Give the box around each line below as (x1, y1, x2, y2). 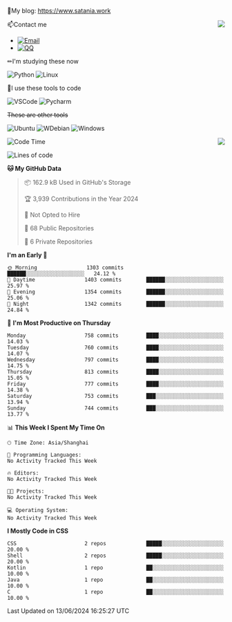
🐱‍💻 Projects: (7, 488, 45, 495)
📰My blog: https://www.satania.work (7, 7, 111, 15)
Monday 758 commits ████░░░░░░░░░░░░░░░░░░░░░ (7, 332, 224, 339)
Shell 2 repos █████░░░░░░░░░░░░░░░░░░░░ (7, 552, 224, 559)
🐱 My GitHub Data (7, 165, 62, 172)
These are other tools (7, 111, 68, 119)
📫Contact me (7, 21, 47, 28)
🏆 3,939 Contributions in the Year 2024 (23, 194, 139, 203)
